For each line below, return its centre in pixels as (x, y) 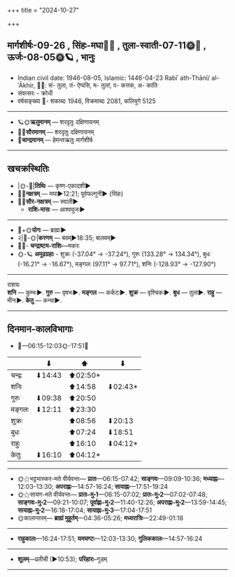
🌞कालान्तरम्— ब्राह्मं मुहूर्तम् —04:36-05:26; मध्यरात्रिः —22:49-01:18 (100, 518)
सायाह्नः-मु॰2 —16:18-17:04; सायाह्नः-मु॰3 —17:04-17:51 (85, 511)
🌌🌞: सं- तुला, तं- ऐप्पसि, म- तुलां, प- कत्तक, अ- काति (97, 85)
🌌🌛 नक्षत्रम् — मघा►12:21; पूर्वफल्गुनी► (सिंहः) (70, 193)
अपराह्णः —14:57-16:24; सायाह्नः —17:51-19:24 (112, 487)
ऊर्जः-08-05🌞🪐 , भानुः (51, 58)
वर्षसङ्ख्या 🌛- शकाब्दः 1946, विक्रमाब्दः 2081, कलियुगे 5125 (86, 101)
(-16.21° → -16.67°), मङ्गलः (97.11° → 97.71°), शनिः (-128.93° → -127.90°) (117, 264)
